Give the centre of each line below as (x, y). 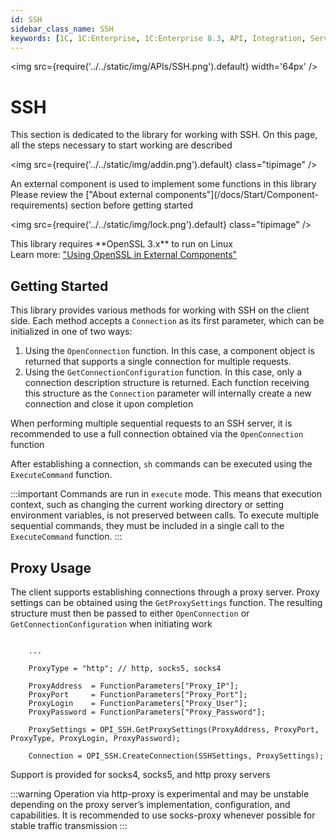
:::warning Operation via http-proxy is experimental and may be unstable (160, 793)
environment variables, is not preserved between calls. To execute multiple (165, 515)
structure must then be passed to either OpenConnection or (130, 613)
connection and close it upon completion (109, 404)
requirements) (39, 205)
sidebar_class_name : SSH (62, 29)
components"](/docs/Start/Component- (236, 195)
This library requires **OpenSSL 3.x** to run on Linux (121, 244)
